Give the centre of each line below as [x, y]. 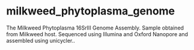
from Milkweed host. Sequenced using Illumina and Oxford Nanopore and [97, 34]
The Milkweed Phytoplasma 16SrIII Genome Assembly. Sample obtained [95, 28]
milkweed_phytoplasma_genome [91, 11]
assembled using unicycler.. [41, 40]
